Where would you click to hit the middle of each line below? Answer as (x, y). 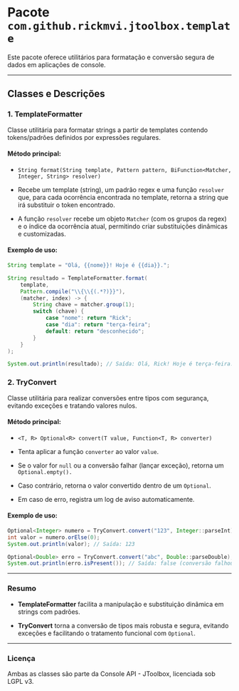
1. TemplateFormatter (45, 114)
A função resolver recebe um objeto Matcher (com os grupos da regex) (122, 218)
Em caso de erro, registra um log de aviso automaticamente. (106, 499)
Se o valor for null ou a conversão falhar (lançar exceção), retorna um (121, 465)
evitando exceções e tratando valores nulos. (72, 405)
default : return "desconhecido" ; (95, 331)
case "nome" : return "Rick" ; (89, 318)
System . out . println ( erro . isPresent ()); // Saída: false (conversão (110, 564)
